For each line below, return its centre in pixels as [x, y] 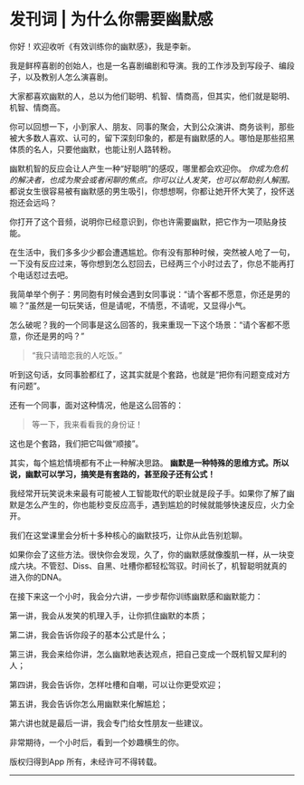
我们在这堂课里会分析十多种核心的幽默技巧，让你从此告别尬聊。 [128, 535]
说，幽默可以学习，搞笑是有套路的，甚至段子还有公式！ [112, 474]
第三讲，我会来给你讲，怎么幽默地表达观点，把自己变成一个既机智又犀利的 [148, 654]
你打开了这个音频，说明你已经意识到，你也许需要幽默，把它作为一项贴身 [144, 221]
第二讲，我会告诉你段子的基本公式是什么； [89, 635]
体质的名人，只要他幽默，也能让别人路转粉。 [93, 149]
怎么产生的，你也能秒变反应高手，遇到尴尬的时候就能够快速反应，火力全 [160, 504]
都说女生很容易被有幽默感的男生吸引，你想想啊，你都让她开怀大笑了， [140, 191]
